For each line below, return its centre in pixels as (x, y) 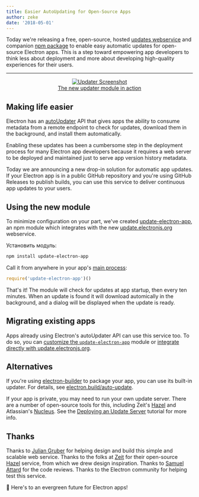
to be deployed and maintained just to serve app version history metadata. (97, 158)
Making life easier (40, 107)
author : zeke (22, 17)
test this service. (26, 476)
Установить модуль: (32, 245)
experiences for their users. (40, 65)
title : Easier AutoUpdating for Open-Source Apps (69, 12)
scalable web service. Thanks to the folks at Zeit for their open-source (92, 457)
